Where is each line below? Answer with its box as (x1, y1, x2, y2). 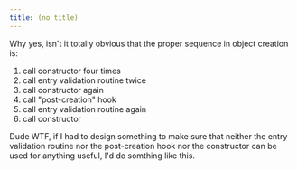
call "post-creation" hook (22, 94, 117, 105)
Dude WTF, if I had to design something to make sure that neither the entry (9, 130, 288, 141)
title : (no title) (9, 13, 79, 23)
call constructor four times (22, 65, 122, 76)
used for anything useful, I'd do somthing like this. (9, 150, 196, 161)
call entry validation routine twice (22, 74, 147, 86)
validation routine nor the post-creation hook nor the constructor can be (9, 140, 277, 151)
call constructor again (22, 84, 104, 95)
